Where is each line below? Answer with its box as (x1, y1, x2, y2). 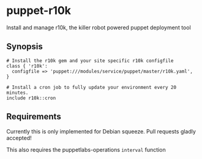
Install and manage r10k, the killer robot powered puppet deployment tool (6, 24, 191, 31)
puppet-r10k (6, 4, 72, 18)
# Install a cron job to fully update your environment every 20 (6, 84, 176, 90)
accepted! (6, 134, 32, 141)
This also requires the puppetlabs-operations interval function (6, 146, 166, 153)
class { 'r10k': (6, 63, 48, 69)
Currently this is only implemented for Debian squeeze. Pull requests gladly (6, 127, 196, 135)
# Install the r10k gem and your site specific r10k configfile (6, 57, 174, 64)
